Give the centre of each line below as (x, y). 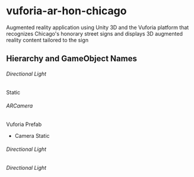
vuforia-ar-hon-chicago (66, 11)
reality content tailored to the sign (47, 40)
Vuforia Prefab (24, 124)
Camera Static (32, 135)
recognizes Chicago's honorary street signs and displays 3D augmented (94, 33)
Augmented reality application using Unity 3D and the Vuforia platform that (98, 27)
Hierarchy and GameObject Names (72, 59)
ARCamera (20, 106)
